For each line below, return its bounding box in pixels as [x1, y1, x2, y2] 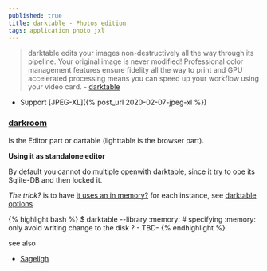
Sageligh [19, 253, 49, 263]
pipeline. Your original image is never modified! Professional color [27, 57, 244, 66]
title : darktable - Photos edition [8, 19, 127, 27]
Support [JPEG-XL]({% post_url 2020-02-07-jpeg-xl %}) [19, 97, 207, 108]
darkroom [8, 117, 48, 128]
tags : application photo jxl [8, 26, 105, 34]
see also [8, 238, 36, 248]
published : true [8, 11, 62, 20]
